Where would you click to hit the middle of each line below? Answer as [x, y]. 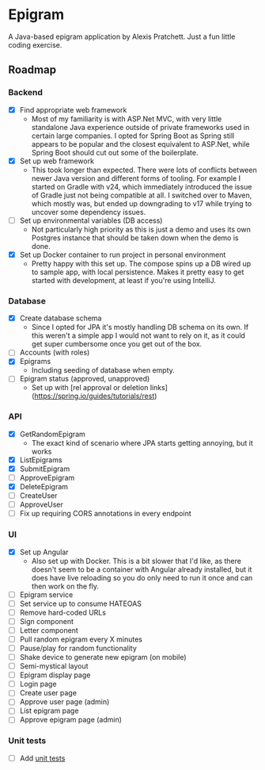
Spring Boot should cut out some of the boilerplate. [115, 152]
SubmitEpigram [45, 469]
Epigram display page [55, 675]
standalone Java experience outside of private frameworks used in [140, 127]
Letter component [49, 630]
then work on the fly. [65, 586]
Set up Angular [44, 552]
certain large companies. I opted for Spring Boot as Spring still [133, 136]
